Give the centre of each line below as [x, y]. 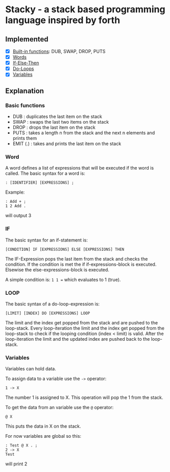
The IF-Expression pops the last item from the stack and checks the [77, 258]
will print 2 [16, 464]
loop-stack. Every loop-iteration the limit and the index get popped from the [85, 328]
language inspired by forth [63, 20]
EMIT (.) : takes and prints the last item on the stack [67, 144]
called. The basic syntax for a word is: [45, 173]
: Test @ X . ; [21, 445]
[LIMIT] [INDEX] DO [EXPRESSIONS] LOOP [48, 313]
